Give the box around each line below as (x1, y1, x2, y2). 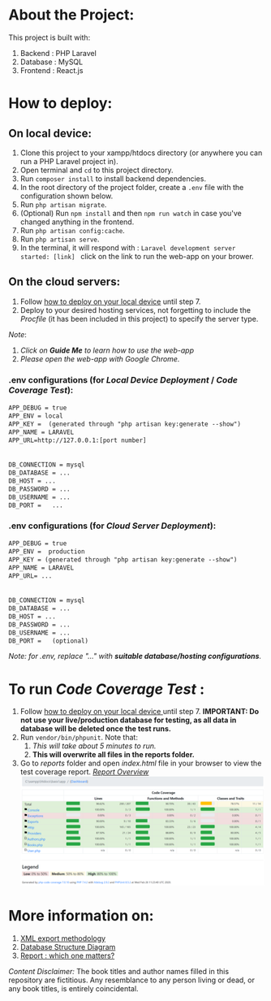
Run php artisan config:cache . (19, 225, 126, 235)
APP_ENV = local (8, 412, 63, 420)
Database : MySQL (19, 57, 84, 67)
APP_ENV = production (8, 548, 85, 556)
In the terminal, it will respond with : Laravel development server (19, 242, 236, 253)
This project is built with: (8, 32, 91, 42)
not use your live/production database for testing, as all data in (19, 715, 237, 725)
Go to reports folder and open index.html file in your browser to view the (19, 758, 262, 769)
